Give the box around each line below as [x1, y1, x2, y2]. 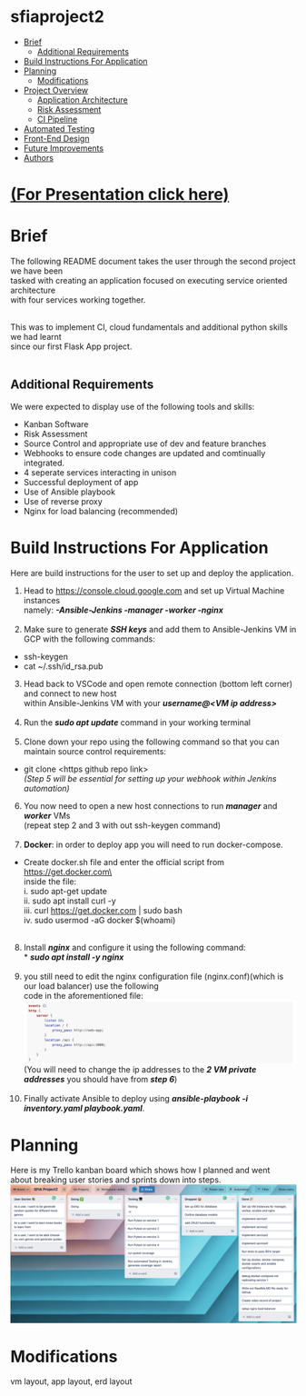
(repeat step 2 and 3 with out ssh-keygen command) [23, 820, 222, 831]
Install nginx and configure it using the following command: [23, 942, 246, 952]
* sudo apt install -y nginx [23, 952, 124, 962]
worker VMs [23, 810, 71, 821]
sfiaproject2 [10, 6, 105, 27]
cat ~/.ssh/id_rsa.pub [23, 661, 104, 672]
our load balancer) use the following [23, 980, 160, 992]
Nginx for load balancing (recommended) [23, 505, 179, 516]
